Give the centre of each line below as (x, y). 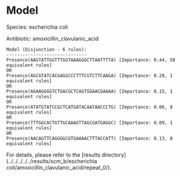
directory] (114, 155)
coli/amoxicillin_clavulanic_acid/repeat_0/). (59, 167)
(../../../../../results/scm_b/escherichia (52, 161)
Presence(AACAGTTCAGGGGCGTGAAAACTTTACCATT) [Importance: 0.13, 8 (89, 138)
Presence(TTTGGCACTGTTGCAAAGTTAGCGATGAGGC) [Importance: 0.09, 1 (89, 123)
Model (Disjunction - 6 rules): (46, 49)
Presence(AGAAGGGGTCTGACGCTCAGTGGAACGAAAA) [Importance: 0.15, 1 (89, 91)
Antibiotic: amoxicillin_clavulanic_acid (52, 38)
